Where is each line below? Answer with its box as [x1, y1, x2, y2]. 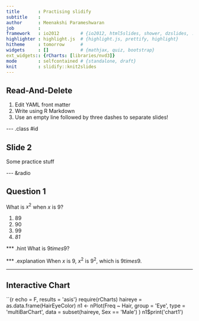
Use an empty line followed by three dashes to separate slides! [14, 114, 169, 121]
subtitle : [6, 14, 41, 20]
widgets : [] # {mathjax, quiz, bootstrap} [6, 47, 155, 53]
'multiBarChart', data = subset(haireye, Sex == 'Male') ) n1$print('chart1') [6, 308, 184, 315]
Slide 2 [6, 142, 33, 153]
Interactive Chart [6, 280, 70, 290]
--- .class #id [6, 125, 38, 132]
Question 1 [6, 187, 46, 197]
